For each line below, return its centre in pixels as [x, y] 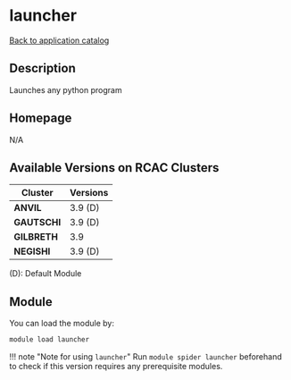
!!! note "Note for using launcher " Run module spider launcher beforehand [146, 357]
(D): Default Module [46, 274]
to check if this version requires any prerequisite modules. [116, 367]
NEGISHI [32, 251]
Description [42, 68]
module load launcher [50, 340]
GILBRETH [36, 237]
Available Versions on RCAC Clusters [114, 168]
